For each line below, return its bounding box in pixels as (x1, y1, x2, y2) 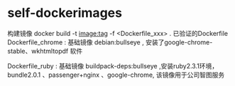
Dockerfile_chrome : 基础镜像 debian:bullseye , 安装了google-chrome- (7, 37, 213, 47)
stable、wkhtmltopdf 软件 (7, 47, 83, 55)
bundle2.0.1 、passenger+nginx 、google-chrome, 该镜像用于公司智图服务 (7, 70, 225, 79)
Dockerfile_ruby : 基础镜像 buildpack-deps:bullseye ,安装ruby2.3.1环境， (7, 61, 219, 70)
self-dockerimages (7, 5, 123, 21)
